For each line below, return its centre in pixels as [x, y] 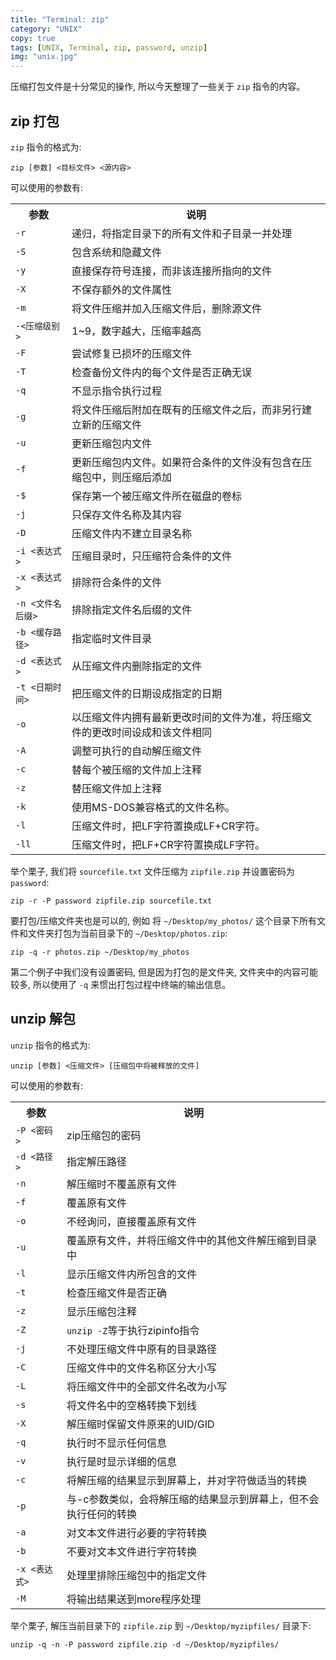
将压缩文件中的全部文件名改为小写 [146, 1386]
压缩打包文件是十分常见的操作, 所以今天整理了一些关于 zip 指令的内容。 [158, 87]
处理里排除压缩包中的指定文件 [136, 1575]
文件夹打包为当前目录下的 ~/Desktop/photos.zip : [127, 933]
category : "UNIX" [46, 29]
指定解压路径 [96, 1161]
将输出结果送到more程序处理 [134, 1599]
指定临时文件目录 [112, 638]
